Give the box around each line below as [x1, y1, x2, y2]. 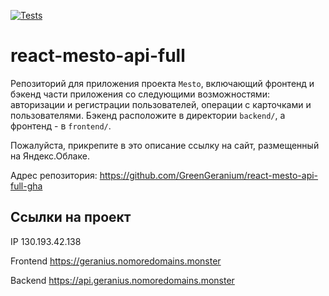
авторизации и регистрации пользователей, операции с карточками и [10, 98, 312, 110]
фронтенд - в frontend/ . [10, 120, 112, 132]
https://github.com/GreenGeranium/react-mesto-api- [99, 169, 319, 181]
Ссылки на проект [10, 209, 132, 226]
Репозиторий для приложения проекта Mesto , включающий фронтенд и [10, 77, 315, 89]
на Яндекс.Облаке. [10, 150, 90, 162]
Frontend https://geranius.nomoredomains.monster [10, 255, 222, 267]
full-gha [10, 180, 43, 192]
